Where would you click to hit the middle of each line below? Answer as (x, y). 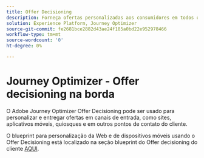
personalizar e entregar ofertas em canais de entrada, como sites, (89, 117)
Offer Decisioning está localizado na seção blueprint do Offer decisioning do (102, 142)
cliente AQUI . (23, 148)
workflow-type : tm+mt (34, 35)
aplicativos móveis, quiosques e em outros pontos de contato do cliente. (97, 124)
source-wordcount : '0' (35, 40)
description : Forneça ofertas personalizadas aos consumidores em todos (100, 18)
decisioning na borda (61, 94)
